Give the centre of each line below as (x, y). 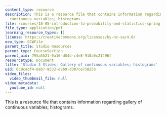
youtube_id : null (27, 88)
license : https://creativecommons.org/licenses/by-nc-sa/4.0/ (70, 38)
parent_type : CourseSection (34, 51)
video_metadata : (22, 83)
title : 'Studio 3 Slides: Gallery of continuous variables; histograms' (82, 65)
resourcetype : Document (30, 60)
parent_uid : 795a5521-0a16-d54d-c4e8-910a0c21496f (58, 56)
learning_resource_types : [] (35, 33)
